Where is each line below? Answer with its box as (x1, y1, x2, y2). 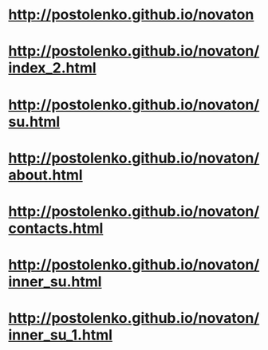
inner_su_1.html (8, 326, 113, 344)
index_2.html (8, 59, 97, 77)
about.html (8, 166, 83, 184)
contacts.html (8, 219, 104, 237)
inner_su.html (8, 273, 102, 291)
